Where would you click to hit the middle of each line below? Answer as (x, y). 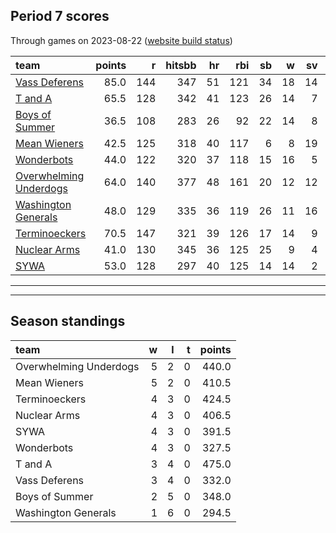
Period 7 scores (60, 16)
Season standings (68, 321)
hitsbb (181, 65)
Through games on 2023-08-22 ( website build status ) (121, 40)
